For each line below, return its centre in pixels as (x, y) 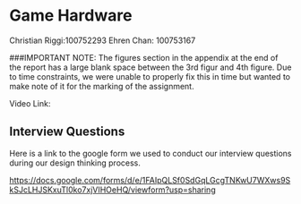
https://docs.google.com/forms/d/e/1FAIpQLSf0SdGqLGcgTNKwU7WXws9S (150, 180)
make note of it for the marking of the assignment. (102, 86)
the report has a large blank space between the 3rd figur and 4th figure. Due (150, 67)
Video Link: (30, 103)
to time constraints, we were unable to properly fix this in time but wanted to (150, 76)
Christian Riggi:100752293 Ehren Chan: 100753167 (103, 40)
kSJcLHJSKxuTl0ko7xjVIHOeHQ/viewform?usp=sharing (113, 190)
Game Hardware (71, 16)
